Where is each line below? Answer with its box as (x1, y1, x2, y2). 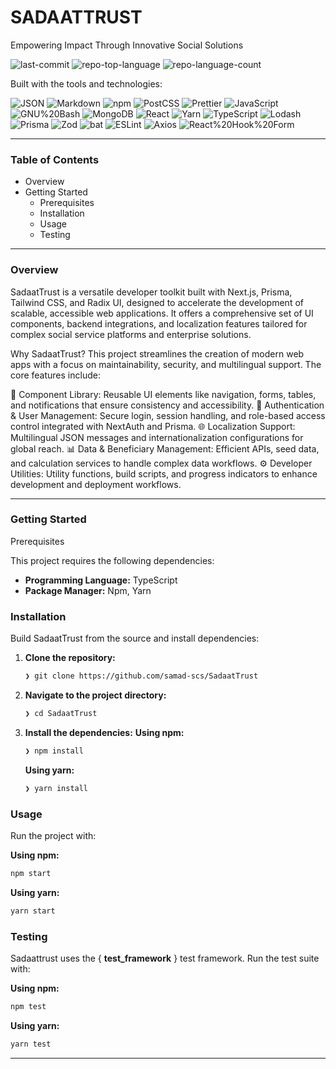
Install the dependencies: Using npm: (24, 726, 185, 738)
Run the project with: (10, 829, 97, 841)
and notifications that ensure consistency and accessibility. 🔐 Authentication (10, 399, 325, 411)
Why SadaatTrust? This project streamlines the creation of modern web (10, 347, 305, 360)
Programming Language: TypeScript (24, 574, 178, 586)
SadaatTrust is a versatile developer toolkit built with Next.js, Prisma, (10, 286, 293, 298)
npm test (10, 1001, 47, 1011)
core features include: (10, 369, 101, 381)
